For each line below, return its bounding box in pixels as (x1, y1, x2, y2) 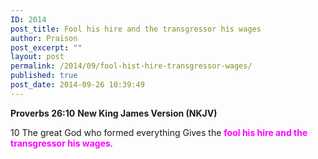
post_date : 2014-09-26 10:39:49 (10, 80, 145, 90)
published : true (10, 71, 78, 81)
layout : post (10, 52, 65, 62)
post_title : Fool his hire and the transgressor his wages (10, 24, 262, 34)
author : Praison (10, 33, 78, 43)
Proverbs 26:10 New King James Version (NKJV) (10, 107, 218, 119)
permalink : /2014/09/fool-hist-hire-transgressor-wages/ (10, 61, 253, 71)
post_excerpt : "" (10, 42, 83, 53)
